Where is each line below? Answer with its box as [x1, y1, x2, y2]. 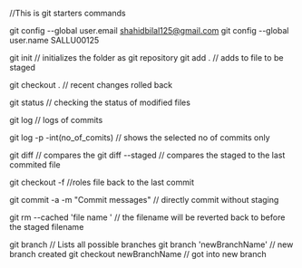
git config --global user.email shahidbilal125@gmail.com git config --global [9, 25, 289, 35]
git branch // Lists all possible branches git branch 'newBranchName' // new [9, 239, 294, 250]
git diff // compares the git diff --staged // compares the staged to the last [9, 149, 286, 160]
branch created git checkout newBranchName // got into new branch [9, 249, 268, 259]
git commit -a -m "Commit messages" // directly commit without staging [9, 195, 279, 205]
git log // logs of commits [9, 115, 103, 125]
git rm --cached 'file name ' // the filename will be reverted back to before [9, 212, 286, 223]
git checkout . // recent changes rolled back [9, 80, 173, 90]
